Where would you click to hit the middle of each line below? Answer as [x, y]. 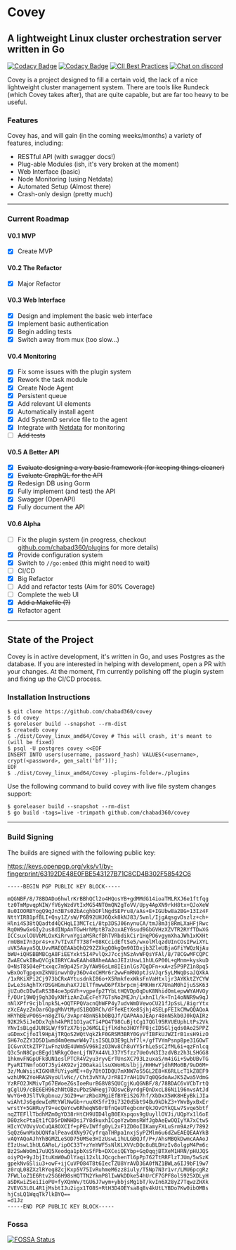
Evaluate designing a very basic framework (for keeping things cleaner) [121, 468]
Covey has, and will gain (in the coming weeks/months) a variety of [105, 136]
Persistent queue [42, 395]
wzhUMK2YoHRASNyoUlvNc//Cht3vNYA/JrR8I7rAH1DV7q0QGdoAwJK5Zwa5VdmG [108, 1077]
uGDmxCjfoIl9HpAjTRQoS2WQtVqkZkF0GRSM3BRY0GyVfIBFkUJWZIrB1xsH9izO [108, 1034]
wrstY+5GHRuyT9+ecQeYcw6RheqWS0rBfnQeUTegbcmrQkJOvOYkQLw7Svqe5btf [108, 1108]
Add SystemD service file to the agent [72, 419]
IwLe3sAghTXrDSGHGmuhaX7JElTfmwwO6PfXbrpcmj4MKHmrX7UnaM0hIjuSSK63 [108, 985]
